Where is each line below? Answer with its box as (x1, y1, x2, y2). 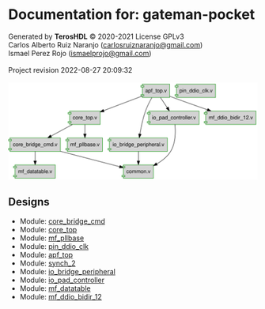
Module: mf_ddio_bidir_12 (19, 292, 102, 301)
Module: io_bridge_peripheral (19, 266, 116, 276)
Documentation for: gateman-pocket (8, 6, 256, 24)
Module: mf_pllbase (19, 233, 85, 243)
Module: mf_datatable (19, 283, 91, 293)
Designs (8, 195, 50, 209)
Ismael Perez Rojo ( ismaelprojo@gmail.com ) (8, 48, 152, 58)
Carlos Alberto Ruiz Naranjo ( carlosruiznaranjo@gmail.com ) (8, 40, 203, 49)
